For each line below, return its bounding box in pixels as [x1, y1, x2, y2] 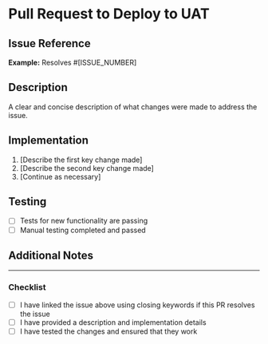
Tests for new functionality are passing [19, 216, 148, 226]
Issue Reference [8, 37, 91, 50]
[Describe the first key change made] [19, 155, 143, 164]
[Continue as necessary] [19, 172, 101, 181]
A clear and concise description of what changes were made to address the [8, 101, 258, 112]
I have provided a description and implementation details [19, 317, 207, 327]
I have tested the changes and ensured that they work [19, 326, 198, 336]
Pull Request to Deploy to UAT [8, 5, 210, 23]
